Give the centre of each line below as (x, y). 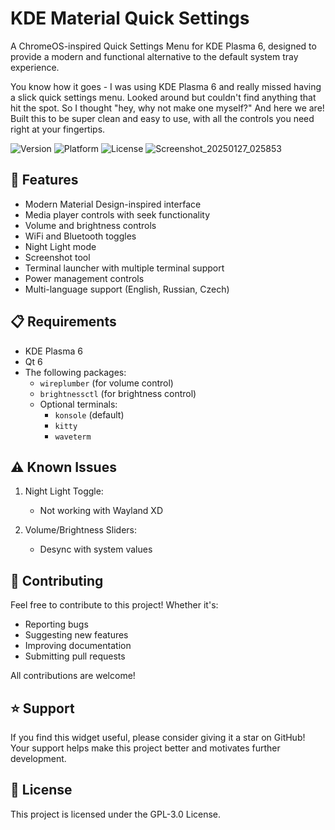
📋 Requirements (63, 322)
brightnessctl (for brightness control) (118, 393)
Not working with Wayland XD (101, 511)
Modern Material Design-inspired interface (113, 204)
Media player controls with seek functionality (117, 214)
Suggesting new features (76, 635)
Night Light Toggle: (64, 491)
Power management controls (84, 278)
